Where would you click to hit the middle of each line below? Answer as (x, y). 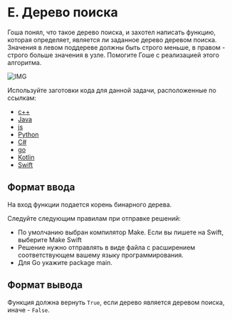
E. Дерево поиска (63, 12)
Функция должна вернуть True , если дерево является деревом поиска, (116, 302)
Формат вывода (45, 285)
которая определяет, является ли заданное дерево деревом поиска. (112, 39)
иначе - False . (28, 310)
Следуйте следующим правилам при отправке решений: (94, 218)
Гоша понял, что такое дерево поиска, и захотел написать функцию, (111, 32)
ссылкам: (22, 98)
